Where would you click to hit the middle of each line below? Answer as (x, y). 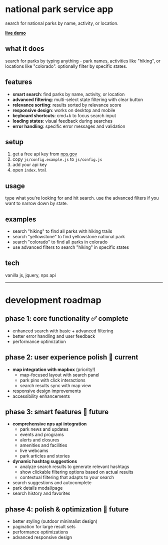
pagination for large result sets (44, 527)
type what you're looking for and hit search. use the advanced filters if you (82, 198)
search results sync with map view (55, 385)
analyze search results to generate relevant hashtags (74, 467)
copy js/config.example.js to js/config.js (57, 159)
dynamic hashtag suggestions (45, 462)
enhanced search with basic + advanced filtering (63, 331)
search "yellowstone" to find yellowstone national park (68, 237)
